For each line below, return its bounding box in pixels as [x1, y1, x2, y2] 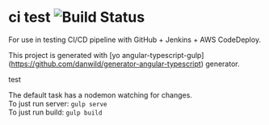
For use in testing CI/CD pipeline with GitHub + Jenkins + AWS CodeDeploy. [8, 35, 261, 44]
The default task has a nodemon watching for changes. [8, 90, 192, 100]
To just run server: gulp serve [8, 98, 107, 108]
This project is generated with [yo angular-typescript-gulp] [8, 50, 204, 60]
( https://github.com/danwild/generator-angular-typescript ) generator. [8, 59, 240, 69]
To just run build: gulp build [8, 107, 103, 117]
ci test [8, 8, 51, 27]
